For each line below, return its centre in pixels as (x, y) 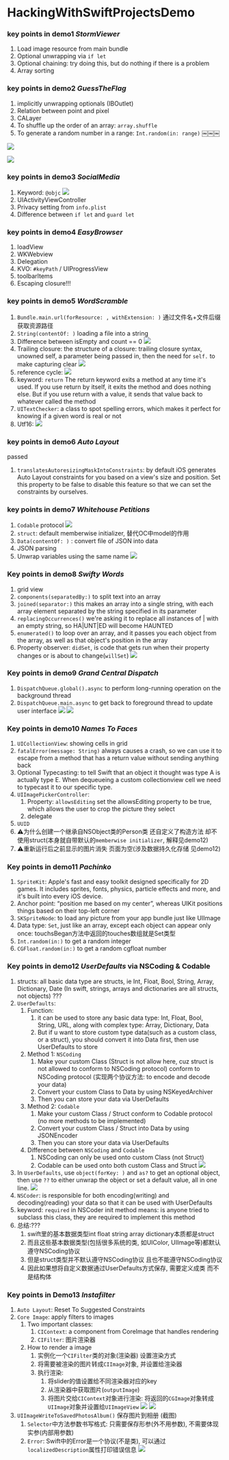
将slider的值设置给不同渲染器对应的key (102, 1381)
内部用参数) (57, 1433)
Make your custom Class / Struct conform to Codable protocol (125, 1113)
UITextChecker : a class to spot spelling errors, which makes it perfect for (119, 408)
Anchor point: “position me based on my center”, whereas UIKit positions (120, 904)
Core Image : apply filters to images (65, 1317)
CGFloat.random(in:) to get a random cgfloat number (92, 948)
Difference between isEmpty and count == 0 (79, 341)
